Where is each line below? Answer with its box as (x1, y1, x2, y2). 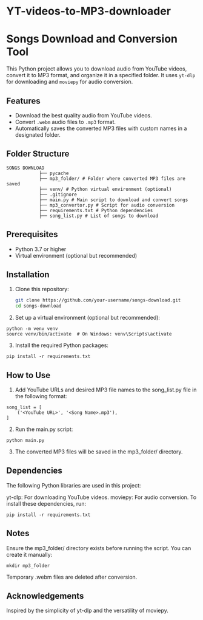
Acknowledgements (6, 591, 84, 601)
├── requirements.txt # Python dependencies (38, 207, 153, 213)
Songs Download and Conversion (6, 32, 178, 46)
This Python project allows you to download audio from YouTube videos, (6, 65, 187, 72)
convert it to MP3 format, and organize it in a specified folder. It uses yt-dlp (6, 72, 196, 79)
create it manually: (6, 551, 53, 558)
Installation (6, 269, 50, 280)
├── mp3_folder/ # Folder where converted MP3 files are (38, 175, 186, 182)
